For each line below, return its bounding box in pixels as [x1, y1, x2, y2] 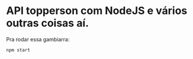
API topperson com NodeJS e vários [6, 4, 188, 18]
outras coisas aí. [6, 16, 89, 30]
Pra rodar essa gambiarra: [6, 36, 70, 43]
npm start [6, 47, 31, 53]
